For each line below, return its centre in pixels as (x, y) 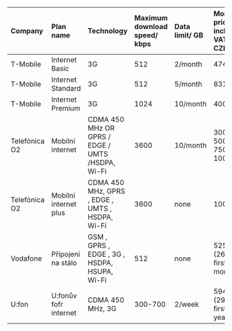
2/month (188, 64)
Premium (66, 108)
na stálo (64, 263)
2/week (186, 304)
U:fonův (64, 295)
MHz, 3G (102, 309)
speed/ (146, 35)
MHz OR (101, 128)
